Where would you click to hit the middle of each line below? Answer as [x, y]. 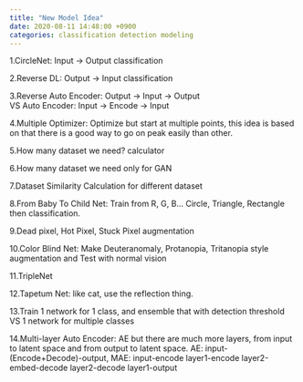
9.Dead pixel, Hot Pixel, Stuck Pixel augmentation [102, 231]
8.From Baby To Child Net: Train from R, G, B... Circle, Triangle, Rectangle [147, 204]
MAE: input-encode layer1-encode [175, 358]
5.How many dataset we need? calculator [87, 150]
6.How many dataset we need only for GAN [91, 169]
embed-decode [39, 368]
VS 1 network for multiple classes [72, 321]
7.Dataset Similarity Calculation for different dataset [106, 186]
